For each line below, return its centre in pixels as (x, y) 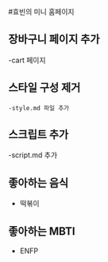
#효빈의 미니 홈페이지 (41, 12)
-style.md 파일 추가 (39, 108)
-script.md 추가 (33, 155)
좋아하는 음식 (39, 183)
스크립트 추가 (39, 135)
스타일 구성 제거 (44, 87)
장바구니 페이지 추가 (54, 40)
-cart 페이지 (27, 60)
